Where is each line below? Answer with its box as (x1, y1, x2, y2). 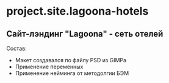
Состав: (6, 45, 27, 52)
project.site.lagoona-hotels (6, 4, 149, 18)
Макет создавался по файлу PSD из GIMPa (15, 57, 127, 63)
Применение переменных (15, 63, 84, 70)
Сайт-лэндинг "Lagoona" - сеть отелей (6, 29, 164, 39)
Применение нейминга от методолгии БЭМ (15, 70, 129, 77)
